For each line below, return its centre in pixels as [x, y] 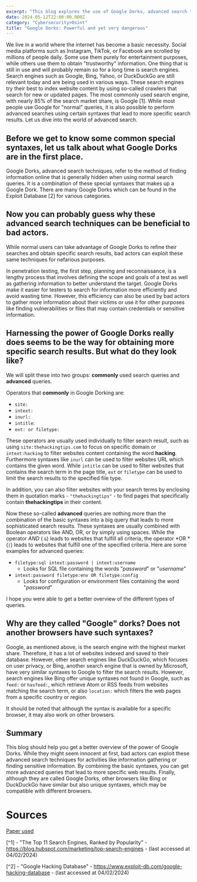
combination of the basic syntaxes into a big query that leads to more [90, 519]
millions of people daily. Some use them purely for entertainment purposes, [97, 57]
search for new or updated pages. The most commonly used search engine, [98, 95]
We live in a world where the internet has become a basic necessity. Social [96, 45]
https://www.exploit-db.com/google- [138, 867]
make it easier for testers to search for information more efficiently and [91, 290]
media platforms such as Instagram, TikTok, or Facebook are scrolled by [93, 51]
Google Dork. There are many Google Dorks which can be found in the [91, 190]
